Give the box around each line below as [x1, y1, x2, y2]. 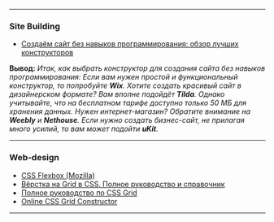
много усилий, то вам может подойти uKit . [9, 124, 159, 134]
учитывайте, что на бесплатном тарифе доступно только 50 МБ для [9, 98, 247, 108]
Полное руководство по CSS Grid [20, 188, 137, 198]
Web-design [9, 152, 60, 163]
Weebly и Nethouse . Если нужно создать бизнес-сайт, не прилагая [9, 115, 245, 125]
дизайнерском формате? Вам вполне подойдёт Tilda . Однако [9, 89, 225, 99]
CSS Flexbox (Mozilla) [20, 170, 96, 180]
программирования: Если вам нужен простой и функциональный [9, 72, 238, 82]
